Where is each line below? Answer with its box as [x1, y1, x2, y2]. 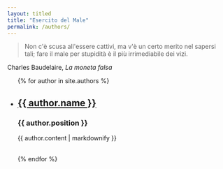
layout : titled [7, 10, 52, 17]
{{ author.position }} [17, 118, 88, 128]
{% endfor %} [17, 155, 58, 163]
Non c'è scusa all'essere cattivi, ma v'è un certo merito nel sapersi [24, 43, 217, 51]
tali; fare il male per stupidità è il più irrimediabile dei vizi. [24, 50, 188, 58]
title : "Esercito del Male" [7, 17, 89, 24]
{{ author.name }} [17, 97, 96, 109]
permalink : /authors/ [7, 23, 71, 30]
